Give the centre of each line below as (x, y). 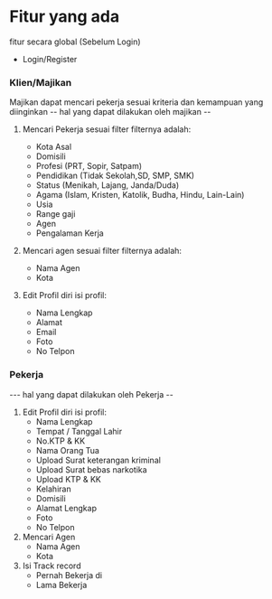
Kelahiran (53, 489)
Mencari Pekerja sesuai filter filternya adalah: (107, 129)
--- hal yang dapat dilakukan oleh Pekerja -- (91, 394)
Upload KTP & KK (68, 479)
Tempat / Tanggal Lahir (79, 431)
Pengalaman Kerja (70, 233)
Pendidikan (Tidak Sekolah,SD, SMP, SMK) (115, 176)
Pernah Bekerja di (69, 575)
